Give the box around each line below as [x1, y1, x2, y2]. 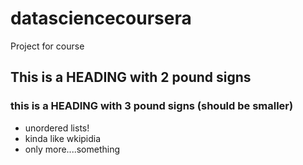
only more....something [24, 143, 121, 155]
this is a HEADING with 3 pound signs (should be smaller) [10, 99, 294, 113]
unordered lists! [24, 122, 90, 134]
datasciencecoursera [10, 7, 192, 30]
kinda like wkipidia [24, 132, 102, 144]
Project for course [10, 40, 85, 52]
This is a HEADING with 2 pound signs [10, 69, 252, 86]
